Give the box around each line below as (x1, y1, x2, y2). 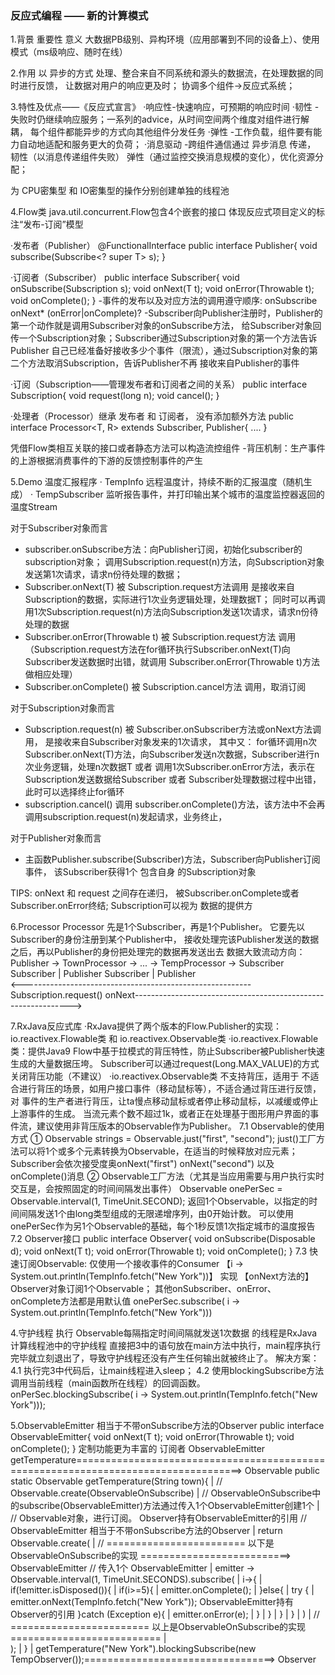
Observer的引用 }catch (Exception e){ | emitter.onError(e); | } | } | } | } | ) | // (10, 1608, 320, 1621)
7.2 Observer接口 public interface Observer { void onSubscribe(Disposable (10, 1233, 316, 1245)
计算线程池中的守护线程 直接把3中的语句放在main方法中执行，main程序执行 (10, 1340, 322, 1352)
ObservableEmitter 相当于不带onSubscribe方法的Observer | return (10, 1525, 283, 1537)
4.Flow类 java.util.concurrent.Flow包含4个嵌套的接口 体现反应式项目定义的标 (10, 206, 325, 218)
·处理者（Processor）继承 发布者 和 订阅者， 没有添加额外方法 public (10, 410, 294, 422)
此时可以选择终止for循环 (24, 786, 125, 798)
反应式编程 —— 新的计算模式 (10, 8, 149, 22)
